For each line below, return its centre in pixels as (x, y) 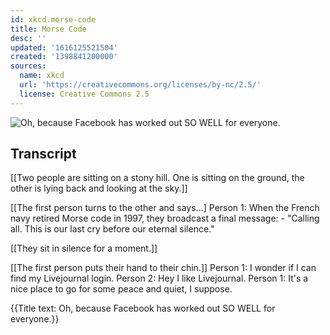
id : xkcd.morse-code (53, 19)
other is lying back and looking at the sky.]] (99, 188)
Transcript (43, 154)
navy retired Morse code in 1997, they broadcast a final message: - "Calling (165, 218)
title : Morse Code (48, 29)
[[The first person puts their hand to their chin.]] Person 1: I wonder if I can (163, 268)
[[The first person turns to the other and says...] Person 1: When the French (165, 208)
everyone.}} (35, 319)
